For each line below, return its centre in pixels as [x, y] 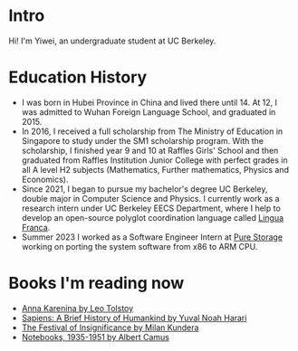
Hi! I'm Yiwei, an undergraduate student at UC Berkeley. [112, 41]
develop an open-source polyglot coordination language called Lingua [153, 217]
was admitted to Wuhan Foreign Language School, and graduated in [149, 112]
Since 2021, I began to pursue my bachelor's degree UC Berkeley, [144, 189]
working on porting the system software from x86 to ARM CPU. [139, 246]
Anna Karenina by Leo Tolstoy [77, 308]
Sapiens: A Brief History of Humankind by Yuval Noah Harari [134, 318]
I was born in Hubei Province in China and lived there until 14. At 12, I [149, 102]
